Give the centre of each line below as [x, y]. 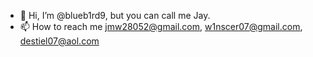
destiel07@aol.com [59, 41]
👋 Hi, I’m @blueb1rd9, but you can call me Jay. [115, 15]
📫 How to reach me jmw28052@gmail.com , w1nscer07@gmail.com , [161, 26]
